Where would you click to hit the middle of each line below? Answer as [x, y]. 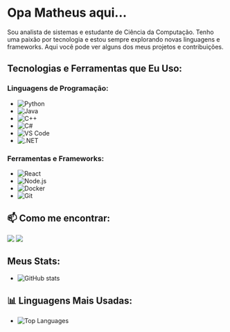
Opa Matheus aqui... [67, 13]
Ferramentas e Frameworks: [56, 158]
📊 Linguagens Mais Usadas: [70, 300]
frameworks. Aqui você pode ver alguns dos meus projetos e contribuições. [115, 47]
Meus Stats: [34, 262]
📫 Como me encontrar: [59, 218]
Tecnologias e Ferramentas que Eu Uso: [95, 68]
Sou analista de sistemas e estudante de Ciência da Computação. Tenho [110, 32]
